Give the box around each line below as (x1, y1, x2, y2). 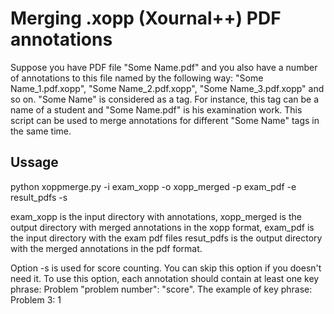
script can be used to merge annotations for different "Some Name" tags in (10, 114, 320, 126)
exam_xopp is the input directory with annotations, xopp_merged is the (10, 210, 302, 222)
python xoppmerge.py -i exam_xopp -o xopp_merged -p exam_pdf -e (10, 180, 297, 192)
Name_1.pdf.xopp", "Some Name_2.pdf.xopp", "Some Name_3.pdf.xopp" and (10, 82, 325, 94)
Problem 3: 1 (10, 293, 62, 306)
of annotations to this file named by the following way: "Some (10, 72, 264, 84)
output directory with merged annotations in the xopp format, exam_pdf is (10, 221, 315, 233)
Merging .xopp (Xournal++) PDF (10, 7, 282, 30)
